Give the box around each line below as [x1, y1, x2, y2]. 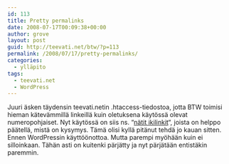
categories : [7, 57, 43, 64]
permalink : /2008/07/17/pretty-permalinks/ [7, 51, 139, 58]
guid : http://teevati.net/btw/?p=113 [7, 43, 119, 51]
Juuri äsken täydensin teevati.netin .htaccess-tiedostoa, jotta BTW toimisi [7, 103, 223, 111]
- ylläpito [14, 63, 46, 71]
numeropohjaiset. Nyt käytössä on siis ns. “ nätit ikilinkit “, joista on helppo [7, 118, 221, 127]
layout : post [7, 37, 46, 44]
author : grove [7, 30, 50, 38]
